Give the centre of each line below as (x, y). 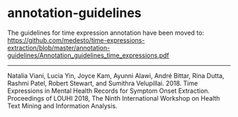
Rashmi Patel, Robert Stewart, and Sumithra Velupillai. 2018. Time (103, 83)
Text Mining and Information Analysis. (63, 106)
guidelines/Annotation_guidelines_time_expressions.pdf (89, 55)
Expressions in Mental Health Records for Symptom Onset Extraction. (109, 91)
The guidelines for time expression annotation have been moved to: (106, 33)
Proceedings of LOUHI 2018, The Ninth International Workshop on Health (114, 98)
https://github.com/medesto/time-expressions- (76, 40)
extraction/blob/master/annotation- (59, 48)
